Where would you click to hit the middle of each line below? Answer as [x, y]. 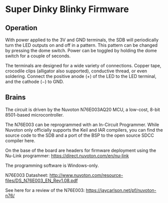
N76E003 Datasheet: [27, 175]
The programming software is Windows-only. [52, 165]
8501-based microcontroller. [34, 115]
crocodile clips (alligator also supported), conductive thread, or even [76, 71]
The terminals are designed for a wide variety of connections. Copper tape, [83, 66]
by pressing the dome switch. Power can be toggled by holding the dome [81, 50]
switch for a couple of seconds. [38, 56]
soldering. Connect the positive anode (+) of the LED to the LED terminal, [81, 76]
